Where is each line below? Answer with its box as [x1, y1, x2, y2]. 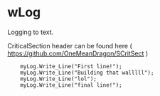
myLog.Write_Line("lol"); [20, 75, 97, 82]
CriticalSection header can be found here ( [7, 41, 133, 50]
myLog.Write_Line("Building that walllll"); [20, 69, 154, 76]
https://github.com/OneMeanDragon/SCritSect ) [7, 49, 149, 58]
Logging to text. [7, 28, 54, 36]
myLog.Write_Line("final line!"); [20, 81, 122, 89]
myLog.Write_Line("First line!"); [20, 63, 122, 70]
